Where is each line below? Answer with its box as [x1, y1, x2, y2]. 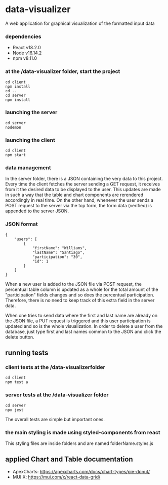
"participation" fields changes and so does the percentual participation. [5, 291, 154, 297]
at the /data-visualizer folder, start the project [5, 68, 120, 75]
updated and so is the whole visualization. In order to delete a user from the [5, 323, 163, 329]
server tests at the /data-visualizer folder [5, 391, 109, 398]
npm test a [5, 380, 28, 385]
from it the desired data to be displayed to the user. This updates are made [5, 186, 161, 193]
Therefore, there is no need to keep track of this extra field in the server [5, 297, 155, 303]
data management [5, 164, 52, 171]
